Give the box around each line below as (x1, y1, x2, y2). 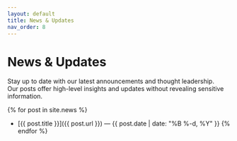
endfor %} (17, 127, 48, 135)
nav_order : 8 (7, 23, 46, 30)
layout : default (7, 10, 55, 18)
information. (7, 92, 43, 101)
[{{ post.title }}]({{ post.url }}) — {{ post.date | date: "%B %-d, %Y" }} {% (17, 119, 231, 128)
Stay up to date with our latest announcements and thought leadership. (7, 77, 214, 85)
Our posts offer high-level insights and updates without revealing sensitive (7, 85, 224, 93)
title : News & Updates (7, 17, 74, 24)
